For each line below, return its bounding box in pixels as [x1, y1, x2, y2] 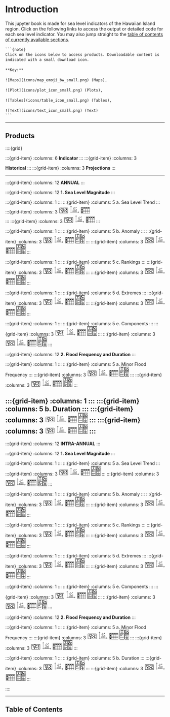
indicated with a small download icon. [5, 57, 90, 62]
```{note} [5, 47, 26, 52]
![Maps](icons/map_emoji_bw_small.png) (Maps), [5, 77, 108, 82]
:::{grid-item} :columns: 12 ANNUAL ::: [5, 179, 85, 185]
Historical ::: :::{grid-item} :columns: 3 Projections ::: [5, 165, 116, 171]
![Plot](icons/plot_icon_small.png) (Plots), [5, 87, 103, 92]
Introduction [5, 4, 59, 15]
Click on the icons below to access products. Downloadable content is [5, 52, 159, 57]
